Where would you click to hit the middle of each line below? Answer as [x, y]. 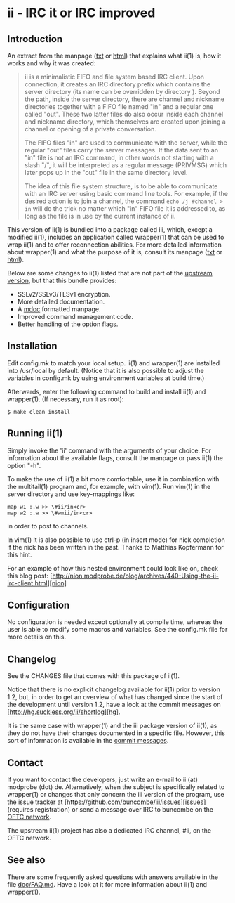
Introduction [35, 39]
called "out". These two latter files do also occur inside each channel [124, 114]
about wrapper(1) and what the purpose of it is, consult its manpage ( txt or [115, 252]
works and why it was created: [52, 63]
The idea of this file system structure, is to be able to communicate [121, 186]
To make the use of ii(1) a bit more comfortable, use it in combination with [113, 479]
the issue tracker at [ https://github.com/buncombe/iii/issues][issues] [107, 802]
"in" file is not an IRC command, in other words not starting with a [119, 157]
